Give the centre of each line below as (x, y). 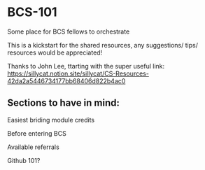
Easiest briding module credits (51, 120)
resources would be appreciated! (55, 52)
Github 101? (24, 160)
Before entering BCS (37, 133)
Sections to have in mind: (64, 103)
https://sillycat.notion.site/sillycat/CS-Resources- (78, 73)
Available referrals (33, 147)
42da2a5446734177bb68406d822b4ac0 (66, 80)
